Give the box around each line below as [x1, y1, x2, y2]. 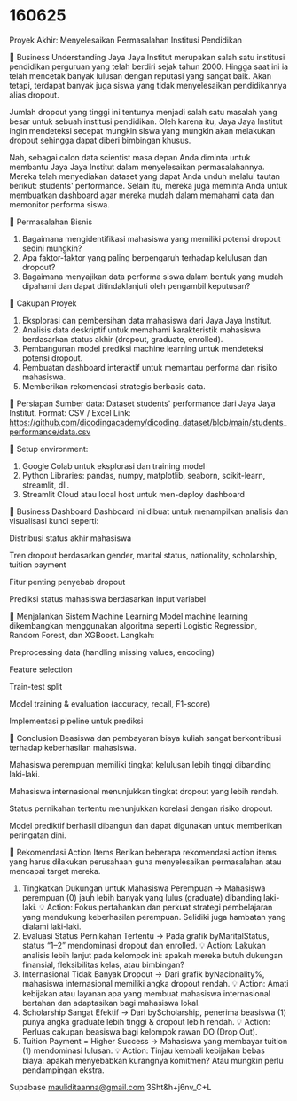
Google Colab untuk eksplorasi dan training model [21, 460, 206, 471]
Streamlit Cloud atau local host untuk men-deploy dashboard [21, 488, 246, 499]
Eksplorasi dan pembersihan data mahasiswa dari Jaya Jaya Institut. [21, 315, 272, 325]
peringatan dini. [9, 830, 66, 840]
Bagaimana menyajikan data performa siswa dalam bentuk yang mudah [21, 271, 284, 282]
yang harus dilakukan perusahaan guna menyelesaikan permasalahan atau [9, 856, 282, 867]
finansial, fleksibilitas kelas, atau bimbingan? [21, 959, 184, 970]
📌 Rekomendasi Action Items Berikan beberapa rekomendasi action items [9, 847, 277, 857]
